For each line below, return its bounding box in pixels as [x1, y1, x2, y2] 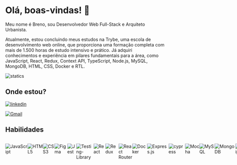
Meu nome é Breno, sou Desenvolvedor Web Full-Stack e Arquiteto [5, 21, 145, 27]
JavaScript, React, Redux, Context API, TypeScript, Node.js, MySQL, [5, 58, 148, 64]
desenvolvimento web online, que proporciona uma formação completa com [5, 41, 165, 47]
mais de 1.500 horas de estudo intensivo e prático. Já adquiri [5, 47, 133, 53]
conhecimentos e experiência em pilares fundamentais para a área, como [5, 52, 159, 59]
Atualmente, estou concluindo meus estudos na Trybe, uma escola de [5, 36, 151, 42]
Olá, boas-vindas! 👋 [5, 5, 90, 16]
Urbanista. [5, 26, 27, 32]
